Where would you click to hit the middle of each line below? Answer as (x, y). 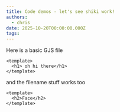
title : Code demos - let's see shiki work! (61, 11)
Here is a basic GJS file (35, 50)
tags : (13, 34)
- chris (21, 22)
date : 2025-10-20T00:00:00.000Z (46, 28)
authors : (17, 17)
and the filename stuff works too (46, 83)
